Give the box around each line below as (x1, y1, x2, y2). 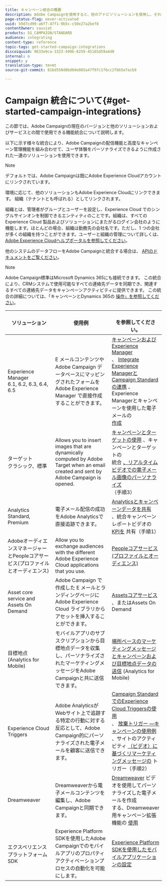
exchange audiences (55, 542, 104, 549)
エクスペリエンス (7, 844, 47, 851)
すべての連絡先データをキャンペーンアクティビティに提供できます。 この (9, 287, 157, 293)
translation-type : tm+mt (5, 63, 57, 68)
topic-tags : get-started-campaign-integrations (5, 44, 106, 49)
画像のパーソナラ (116, 473, 157, 480)
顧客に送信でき (70, 747, 105, 754)
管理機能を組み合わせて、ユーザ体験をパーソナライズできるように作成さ (13, 146, 162, 152)
